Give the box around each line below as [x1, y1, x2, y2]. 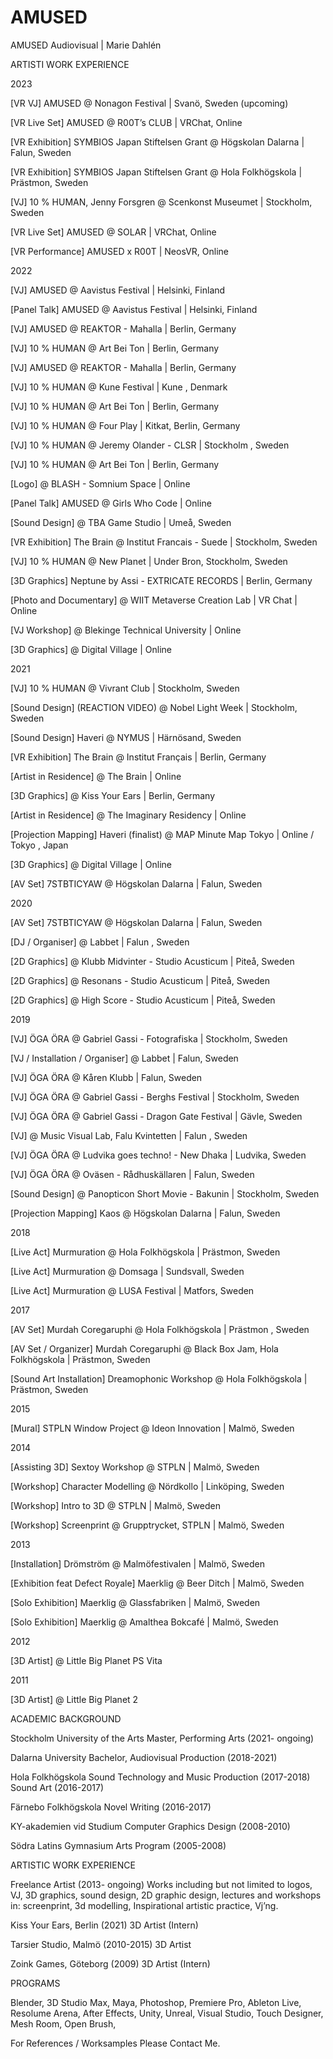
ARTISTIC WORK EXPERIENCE [10, 1859, 136, 1871]
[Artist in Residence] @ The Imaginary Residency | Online [10, 809, 247, 821]
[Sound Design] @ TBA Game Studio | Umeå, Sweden [10, 516, 232, 528]
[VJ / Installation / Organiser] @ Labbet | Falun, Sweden [10, 1052, 239, 1064]
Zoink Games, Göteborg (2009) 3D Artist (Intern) [10, 1957, 211, 1970]
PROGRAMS [10, 1977, 61, 1989]
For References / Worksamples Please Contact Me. [10, 2037, 221, 2049]
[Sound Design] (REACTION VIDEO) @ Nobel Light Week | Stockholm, [10, 701, 298, 713]
